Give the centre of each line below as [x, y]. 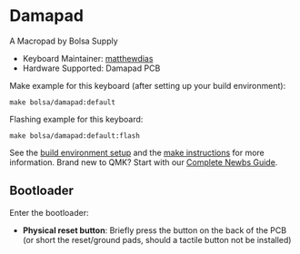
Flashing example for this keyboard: [76, 119]
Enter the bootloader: [49, 212]
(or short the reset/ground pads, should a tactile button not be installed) [157, 239]
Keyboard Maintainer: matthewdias [88, 58]
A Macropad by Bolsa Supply [64, 41]
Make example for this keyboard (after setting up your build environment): [148, 85]
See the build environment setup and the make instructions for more [137, 152]
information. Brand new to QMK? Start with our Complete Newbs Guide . [144, 162]
